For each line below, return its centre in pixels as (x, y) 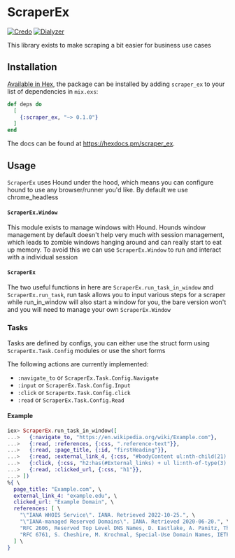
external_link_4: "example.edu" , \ (65, 496)
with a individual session (43, 257)
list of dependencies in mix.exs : (53, 91)
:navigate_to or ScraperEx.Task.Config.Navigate (88, 378)
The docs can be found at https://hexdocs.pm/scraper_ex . (91, 143)
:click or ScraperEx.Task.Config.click (74, 392)
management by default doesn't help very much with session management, (116, 235)
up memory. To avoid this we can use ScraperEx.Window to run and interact (114, 250)
